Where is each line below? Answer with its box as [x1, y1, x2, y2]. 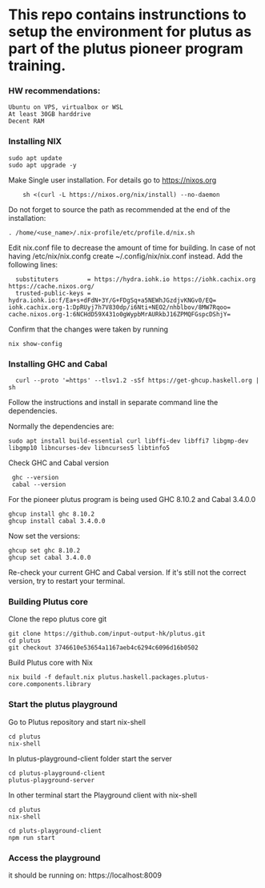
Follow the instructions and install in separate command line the [8, 398, 219, 408]
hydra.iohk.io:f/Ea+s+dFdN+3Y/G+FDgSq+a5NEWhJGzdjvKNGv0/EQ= [8, 296, 217, 304]
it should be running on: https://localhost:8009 [8, 870, 163, 880]
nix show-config [8, 340, 62, 348]
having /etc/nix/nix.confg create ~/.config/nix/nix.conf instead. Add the [8, 251, 243, 261]
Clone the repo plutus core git [8, 614, 106, 624]
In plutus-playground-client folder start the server [8, 753, 172, 763]
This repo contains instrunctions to [8, 6, 247, 24]
